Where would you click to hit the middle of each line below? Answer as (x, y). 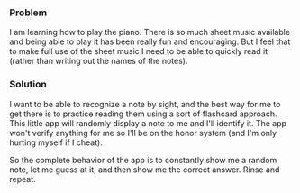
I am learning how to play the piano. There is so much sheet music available (150, 32)
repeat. (23, 179)
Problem (28, 13)
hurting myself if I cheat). (56, 142)
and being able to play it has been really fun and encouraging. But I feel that (150, 41)
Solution (28, 85)
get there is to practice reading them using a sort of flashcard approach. (143, 114)
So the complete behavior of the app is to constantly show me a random (143, 160)
